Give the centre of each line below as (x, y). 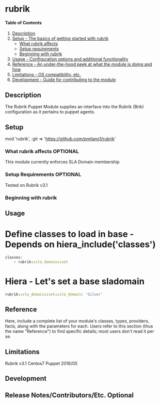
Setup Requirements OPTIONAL (43, 175)
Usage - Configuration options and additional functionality (70, 59)
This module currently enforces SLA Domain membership (62, 162)
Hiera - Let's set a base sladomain (75, 281)
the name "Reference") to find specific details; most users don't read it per (80, 331)
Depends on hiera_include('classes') (80, 245)
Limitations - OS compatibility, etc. (46, 75)
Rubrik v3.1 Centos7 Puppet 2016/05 (41, 364)
